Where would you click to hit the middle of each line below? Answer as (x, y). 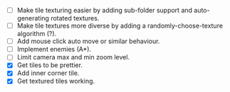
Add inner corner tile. (48, 73)
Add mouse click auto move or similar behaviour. (88, 41)
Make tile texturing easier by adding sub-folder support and (105, 10)
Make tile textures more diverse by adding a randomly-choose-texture (120, 26)
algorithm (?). (37, 34)
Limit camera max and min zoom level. (73, 57)
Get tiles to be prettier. (50, 65)
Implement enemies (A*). (54, 50)
